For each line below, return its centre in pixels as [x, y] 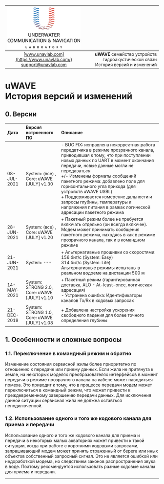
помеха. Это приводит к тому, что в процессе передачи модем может [79, 385]
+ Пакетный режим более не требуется [102, 219]
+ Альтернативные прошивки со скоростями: [108, 252]
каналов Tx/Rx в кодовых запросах [97, 300]
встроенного [40, 132]
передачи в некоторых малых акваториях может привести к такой [75, 440]
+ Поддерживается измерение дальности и [106, 197]
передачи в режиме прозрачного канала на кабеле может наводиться [79, 380]
